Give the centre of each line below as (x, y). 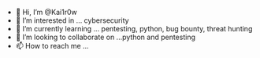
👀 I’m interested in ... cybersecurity (72, 20)
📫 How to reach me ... (52, 46)
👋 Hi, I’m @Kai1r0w (46, 12)
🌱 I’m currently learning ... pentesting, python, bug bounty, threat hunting (134, 29)
